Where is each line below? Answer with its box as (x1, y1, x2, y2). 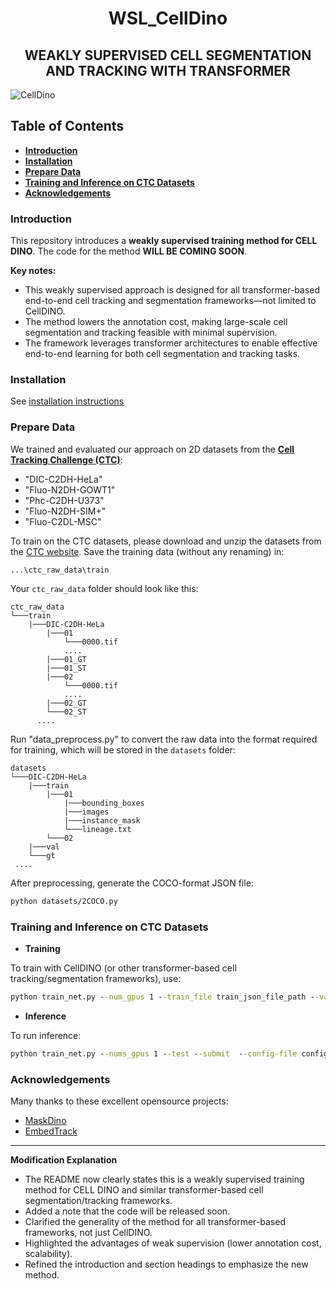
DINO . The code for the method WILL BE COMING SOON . (10, 245, 248, 257)
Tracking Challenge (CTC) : (10, 453, 123, 466)
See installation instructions (10, 395, 125, 407)
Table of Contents (10, 118, 125, 135)
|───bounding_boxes (63, 798, 145, 808)
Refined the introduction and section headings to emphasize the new (24, 1258, 309, 1270)
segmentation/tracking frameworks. (24, 1194, 173, 1206)
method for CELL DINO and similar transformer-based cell (24, 1183, 264, 1196)
